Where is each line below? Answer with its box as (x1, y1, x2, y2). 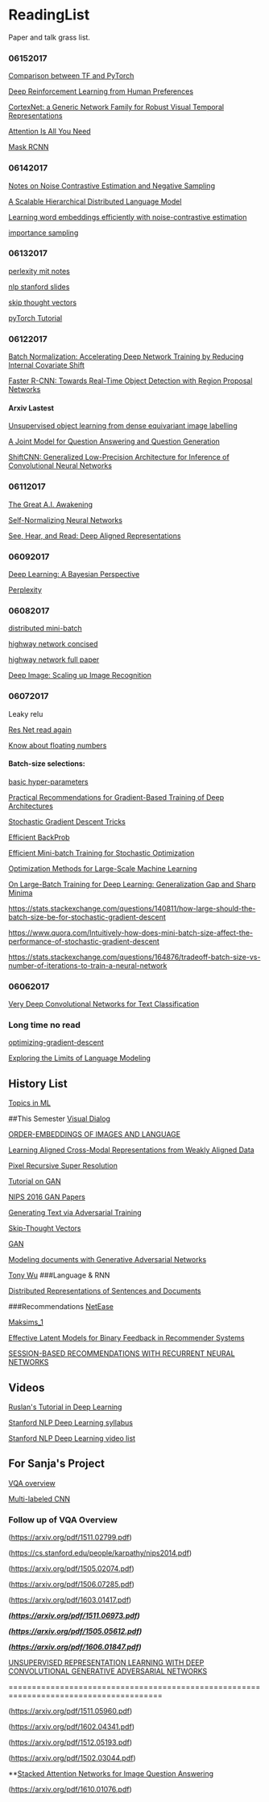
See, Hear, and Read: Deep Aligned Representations (8, 531, 181, 541)
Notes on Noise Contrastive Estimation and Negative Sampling (8, 180, 216, 191)
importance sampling (8, 228, 79, 238)
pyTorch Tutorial (8, 313, 63, 322)
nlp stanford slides (8, 281, 70, 292)
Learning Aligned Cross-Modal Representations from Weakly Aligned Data (8, 1145, 255, 1155)
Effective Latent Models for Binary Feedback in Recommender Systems (8, 1333, 245, 1343)
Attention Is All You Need (8, 127, 91, 137)
